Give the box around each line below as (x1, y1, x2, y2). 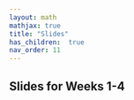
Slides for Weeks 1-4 (9, 79, 125, 94)
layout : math (9, 12, 57, 22)
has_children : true (9, 37, 86, 47)
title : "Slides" (9, 29, 69, 38)
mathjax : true (9, 21, 62, 30)
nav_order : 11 (9, 46, 62, 55)
